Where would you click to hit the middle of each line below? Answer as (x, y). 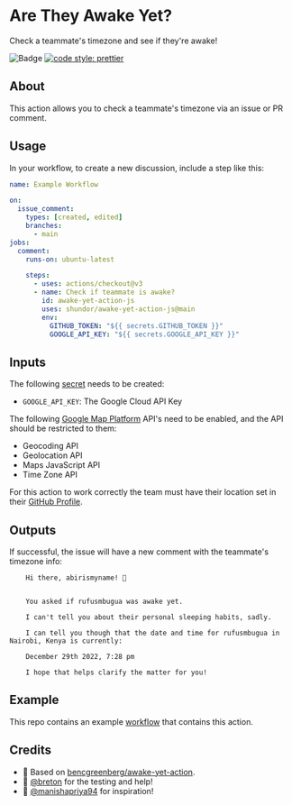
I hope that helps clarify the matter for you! (116, 672)
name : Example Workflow (54, 184)
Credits (31, 750)
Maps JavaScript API (61, 465)
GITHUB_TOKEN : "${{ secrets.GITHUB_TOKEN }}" (136, 325)
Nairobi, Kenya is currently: (66, 641)
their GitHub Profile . (46, 502)
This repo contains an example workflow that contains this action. (132, 721)
